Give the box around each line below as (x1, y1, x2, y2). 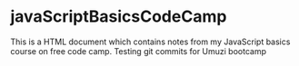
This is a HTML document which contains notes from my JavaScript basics (10, 36, 291, 47)
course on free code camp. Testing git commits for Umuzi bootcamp (10, 45, 267, 56)
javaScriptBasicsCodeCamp (10, 6, 227, 27)
